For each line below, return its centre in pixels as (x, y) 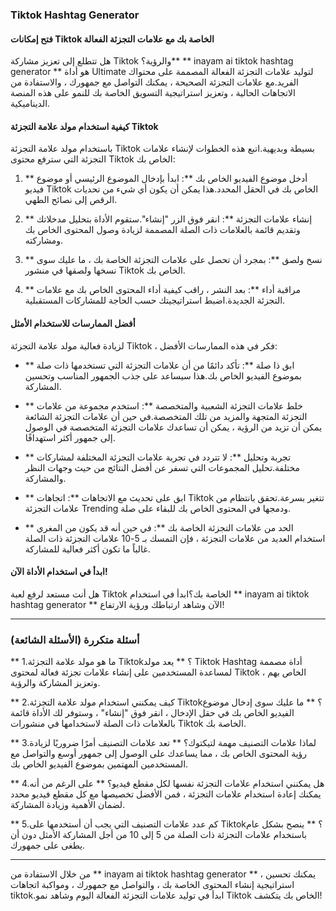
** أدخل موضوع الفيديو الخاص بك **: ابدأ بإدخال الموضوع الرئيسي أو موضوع (166, 179)
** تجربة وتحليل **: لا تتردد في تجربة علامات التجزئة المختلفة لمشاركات (158, 457)
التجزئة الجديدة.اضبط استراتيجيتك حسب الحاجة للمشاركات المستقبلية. (155, 300)
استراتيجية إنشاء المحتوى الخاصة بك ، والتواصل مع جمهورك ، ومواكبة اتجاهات (152, 885)
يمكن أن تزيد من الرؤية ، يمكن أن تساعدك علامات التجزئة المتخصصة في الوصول (173, 427)
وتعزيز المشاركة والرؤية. (55, 683)
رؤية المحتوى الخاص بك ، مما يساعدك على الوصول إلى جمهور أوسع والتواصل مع (159, 754)
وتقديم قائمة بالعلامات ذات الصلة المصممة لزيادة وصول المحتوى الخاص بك (162, 230)
